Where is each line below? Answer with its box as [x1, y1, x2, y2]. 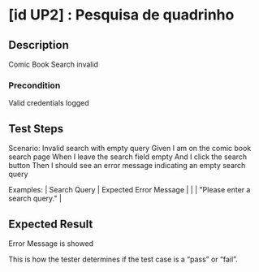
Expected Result [8, 217, 93, 231]
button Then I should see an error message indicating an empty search [8, 161, 246, 171]
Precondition [8, 80, 61, 91]
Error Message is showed [8, 238, 94, 248]
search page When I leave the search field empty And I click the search [8, 152, 248, 162]
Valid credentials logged [8, 98, 89, 108]
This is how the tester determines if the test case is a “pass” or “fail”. [8, 254, 238, 264]
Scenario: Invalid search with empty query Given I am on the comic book [8, 144, 252, 153]
